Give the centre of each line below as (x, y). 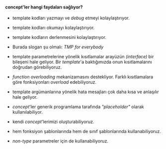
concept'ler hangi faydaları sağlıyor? (44, 7)
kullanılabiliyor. (28, 112)
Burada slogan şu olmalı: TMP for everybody (58, 47)
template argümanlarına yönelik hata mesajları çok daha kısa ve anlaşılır (85, 92)
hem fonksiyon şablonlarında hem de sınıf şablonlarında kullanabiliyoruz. (87, 132)
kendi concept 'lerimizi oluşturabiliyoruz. (53, 122)
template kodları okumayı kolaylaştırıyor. (53, 28)
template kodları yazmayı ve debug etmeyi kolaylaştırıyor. (71, 18)
